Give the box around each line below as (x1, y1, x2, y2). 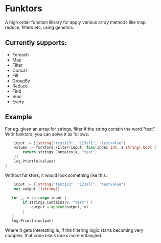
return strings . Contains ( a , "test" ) (23, 150, 97, 155)
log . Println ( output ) (11, 218, 54, 223)
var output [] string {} (14, 186, 60, 191)
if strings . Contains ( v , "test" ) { (23, 200, 93, 205)
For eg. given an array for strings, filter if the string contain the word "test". (5, 126, 156, 132)
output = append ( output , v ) (31, 205, 89, 210)
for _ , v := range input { (11, 195, 67, 200)
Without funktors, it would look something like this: (5, 172, 107, 178)
